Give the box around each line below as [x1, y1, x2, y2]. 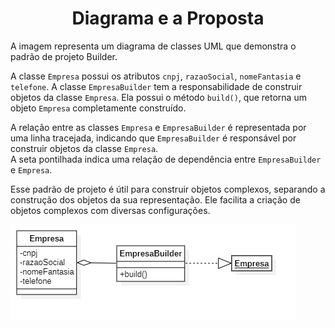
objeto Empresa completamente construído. [10, 102, 187, 114]
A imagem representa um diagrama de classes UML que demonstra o [10, 40, 297, 52]
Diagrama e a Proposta [71, 7, 265, 30]
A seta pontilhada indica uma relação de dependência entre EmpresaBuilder [10, 153, 322, 165]
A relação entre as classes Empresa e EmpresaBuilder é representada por [10, 121, 307, 133]
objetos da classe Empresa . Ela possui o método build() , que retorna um [10, 91, 307, 103]
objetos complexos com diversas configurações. [10, 204, 211, 216]
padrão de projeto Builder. [10, 50, 118, 62]
